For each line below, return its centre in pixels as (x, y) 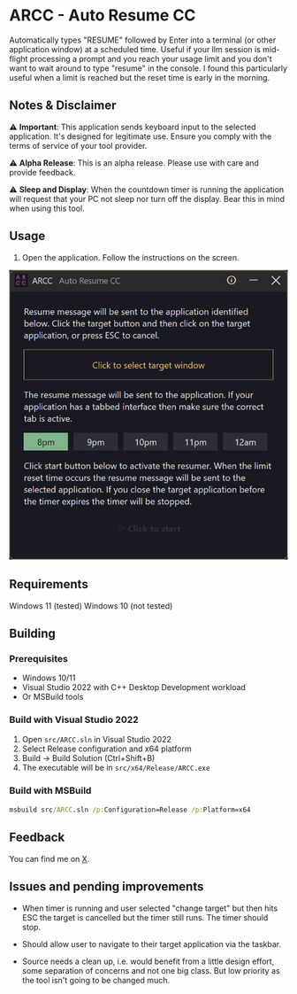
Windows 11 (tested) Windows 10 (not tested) (91, 606)
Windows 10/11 (49, 678)
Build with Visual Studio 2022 (74, 720)
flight (19, 58)
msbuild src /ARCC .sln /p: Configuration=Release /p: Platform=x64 (130, 810)
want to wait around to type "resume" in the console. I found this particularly (148, 68)
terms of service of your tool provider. (78, 145)
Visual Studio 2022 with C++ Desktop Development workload (133, 687)
